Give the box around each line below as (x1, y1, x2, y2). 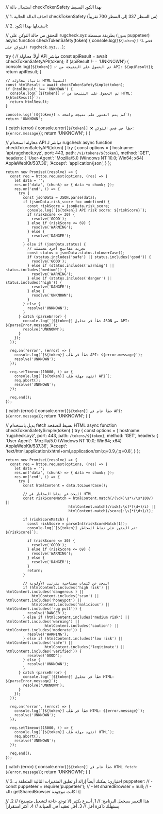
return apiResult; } (5, 69, 42, 74)
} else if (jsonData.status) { (23, 242, 86, 247)
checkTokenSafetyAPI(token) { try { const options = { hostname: (5, 145, 134, 150)
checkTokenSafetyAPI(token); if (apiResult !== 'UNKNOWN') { (5, 58, 129, 64)
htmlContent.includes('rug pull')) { (5, 606, 82, 611)
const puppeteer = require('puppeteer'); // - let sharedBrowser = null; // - (5, 783, 152, 789)
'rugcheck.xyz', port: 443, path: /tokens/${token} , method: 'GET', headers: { (5, 433, 159, 438)
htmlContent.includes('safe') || (5, 641, 73, 645)
